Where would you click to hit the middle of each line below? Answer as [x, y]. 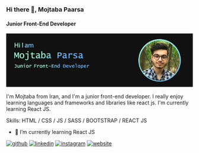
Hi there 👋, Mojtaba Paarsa [45, 9]
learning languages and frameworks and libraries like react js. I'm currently [97, 103]
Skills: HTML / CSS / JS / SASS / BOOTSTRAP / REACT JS [77, 120]
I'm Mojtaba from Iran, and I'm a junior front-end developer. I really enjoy [95, 97]
